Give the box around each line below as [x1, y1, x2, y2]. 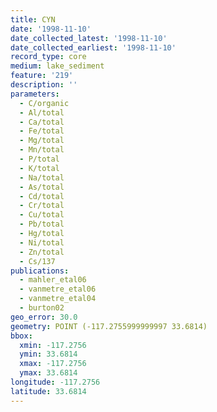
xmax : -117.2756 [19, 359, 87, 369]
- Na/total [19, 172, 65, 183]
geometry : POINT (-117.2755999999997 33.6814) [10, 321, 208, 331]
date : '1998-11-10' [10, 24, 92, 34]
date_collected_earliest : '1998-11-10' [10, 42, 177, 53]
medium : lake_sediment [10, 61, 105, 71]
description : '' [10, 80, 78, 90]
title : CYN [10, 14, 56, 25]
